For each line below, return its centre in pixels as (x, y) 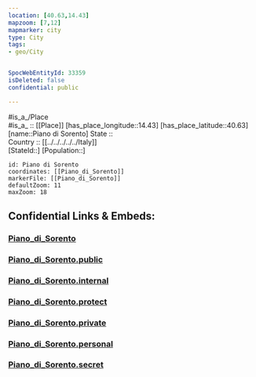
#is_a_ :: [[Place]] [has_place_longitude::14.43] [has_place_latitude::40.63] (128, 125)
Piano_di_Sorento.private (57, 323)
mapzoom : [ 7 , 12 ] (35, 23)
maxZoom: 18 (27, 192)
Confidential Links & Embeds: (82, 216)
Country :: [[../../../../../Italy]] (53, 141)
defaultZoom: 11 (35, 185)
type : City (26, 37)
